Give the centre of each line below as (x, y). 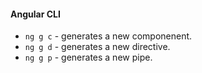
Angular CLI (35, 14)
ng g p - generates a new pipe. (88, 57)
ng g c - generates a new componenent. (108, 36)
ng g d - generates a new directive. (97, 47)
